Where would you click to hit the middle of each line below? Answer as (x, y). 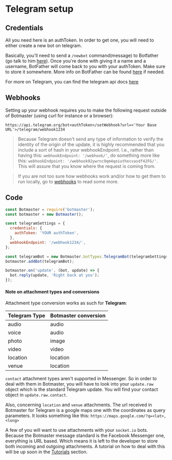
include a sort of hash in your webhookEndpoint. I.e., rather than (86, 150)
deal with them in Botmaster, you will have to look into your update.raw (79, 384)
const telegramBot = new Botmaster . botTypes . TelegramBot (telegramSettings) (88, 257)
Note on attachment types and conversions (52, 291)
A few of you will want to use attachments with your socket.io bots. (77, 430)
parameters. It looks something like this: (47, 416)
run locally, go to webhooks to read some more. (68, 181)
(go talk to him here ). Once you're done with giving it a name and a (76, 61)
